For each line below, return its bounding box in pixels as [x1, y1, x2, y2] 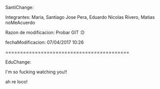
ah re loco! [5, 79, 28, 84]
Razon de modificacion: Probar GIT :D [5, 29, 85, 35]
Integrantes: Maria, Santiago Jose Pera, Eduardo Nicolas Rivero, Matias [5, 14, 155, 20]
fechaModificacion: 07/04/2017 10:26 [5, 39, 84, 45]
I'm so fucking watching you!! [5, 69, 67, 75]
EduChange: [5, 59, 32, 65]
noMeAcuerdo [5, 20, 36, 25]
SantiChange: [5, 5, 34, 10]
